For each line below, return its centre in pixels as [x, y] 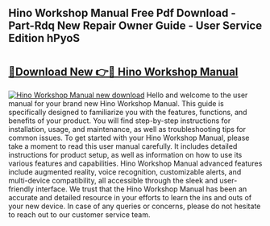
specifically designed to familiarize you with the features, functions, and [128, 112]
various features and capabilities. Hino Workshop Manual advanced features [135, 163]
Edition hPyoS [44, 38]
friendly [21, 189]
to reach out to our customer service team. [79, 215]
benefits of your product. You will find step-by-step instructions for [120, 121]
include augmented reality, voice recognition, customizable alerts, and [125, 172]
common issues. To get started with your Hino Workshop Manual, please [129, 138]
